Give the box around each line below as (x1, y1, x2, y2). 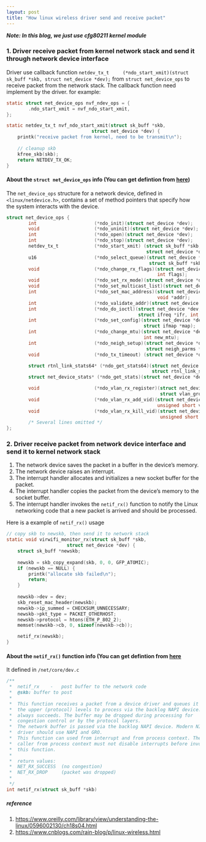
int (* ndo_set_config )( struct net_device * (28, 317, 196, 323)
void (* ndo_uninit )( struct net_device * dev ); (28, 226, 199, 232)
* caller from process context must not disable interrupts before (9, 741, 188, 747)
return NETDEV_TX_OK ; (17, 157, 72, 163)
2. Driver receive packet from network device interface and (6, 440, 186, 449)
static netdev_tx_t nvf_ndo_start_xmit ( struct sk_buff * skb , (6, 122, 166, 129)
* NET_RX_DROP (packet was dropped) (9, 769, 116, 776)
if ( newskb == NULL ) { (17, 565, 75, 572)
